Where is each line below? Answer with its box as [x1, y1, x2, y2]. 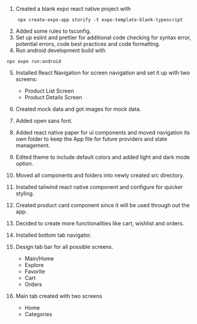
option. [15, 160, 34, 167]
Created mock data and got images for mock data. [15, 105, 141, 113]
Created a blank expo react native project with [15, 5, 131, 12]
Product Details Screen [24, 94, 82, 101]
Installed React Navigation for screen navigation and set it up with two [15, 69, 190, 76]
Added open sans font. [15, 117, 73, 124]
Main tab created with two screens [15, 293, 102, 299]
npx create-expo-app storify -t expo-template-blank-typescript [18, 17, 183, 23]
